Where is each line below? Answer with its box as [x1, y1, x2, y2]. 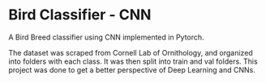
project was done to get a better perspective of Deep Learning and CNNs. [8, 64, 255, 74]
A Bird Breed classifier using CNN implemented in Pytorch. [8, 32, 204, 42]
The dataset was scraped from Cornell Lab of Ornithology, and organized [8, 48, 253, 57]
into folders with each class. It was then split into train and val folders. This [8, 56, 258, 66]
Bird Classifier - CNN [8, 6, 152, 24]
